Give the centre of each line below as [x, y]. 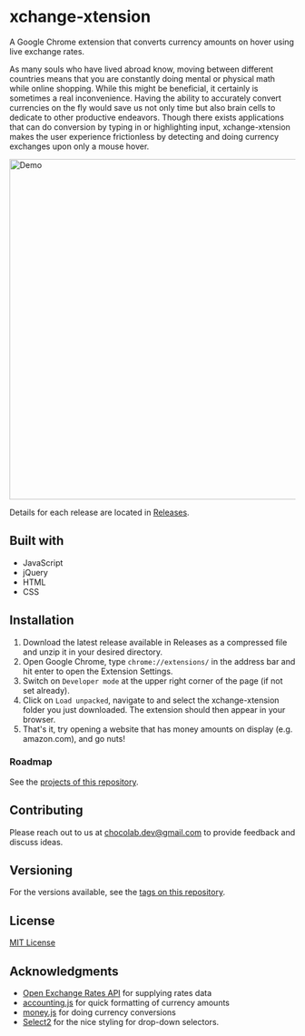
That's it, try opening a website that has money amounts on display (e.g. [157, 729]
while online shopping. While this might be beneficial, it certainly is [134, 88]
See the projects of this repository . [74, 782]
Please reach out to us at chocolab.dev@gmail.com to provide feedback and [152, 832]
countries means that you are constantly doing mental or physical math [142, 78]
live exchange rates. [47, 51]
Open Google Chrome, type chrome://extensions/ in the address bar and [159, 661]
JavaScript [43, 562]
